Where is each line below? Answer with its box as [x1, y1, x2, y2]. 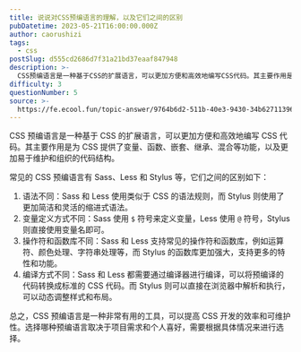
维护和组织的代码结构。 [32, 153, 119, 164]
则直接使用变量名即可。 [21, 225, 109, 236]
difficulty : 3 [9, 80, 63, 89]
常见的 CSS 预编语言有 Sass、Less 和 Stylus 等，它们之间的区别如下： [9, 172, 270, 183]
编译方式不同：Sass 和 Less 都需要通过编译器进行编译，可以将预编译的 [21, 270, 285, 280]
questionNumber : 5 [9, 88, 78, 97]
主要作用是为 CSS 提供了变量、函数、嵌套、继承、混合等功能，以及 [32, 142, 281, 152]
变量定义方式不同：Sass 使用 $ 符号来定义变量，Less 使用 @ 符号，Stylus [21, 213, 291, 224]
